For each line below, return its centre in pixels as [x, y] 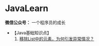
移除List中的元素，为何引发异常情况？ [57, 39]
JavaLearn [27, 8]
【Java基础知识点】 [32, 32]
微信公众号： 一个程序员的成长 [35, 22]
